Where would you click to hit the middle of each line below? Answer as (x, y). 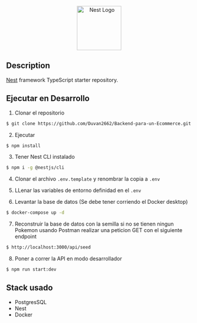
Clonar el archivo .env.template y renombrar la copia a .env (87, 179)
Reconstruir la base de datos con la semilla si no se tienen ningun (94, 224)
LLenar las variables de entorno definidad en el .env (78, 190)
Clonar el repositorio (40, 113)
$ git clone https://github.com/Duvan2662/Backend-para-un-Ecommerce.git (99, 123)
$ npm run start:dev (32, 269)
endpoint (26, 237)
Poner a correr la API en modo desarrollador (68, 259)
